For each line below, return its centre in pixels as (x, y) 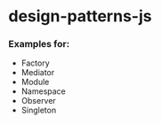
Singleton (39, 110)
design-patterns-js (80, 16)
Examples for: (39, 44)
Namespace (43, 91)
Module (35, 82)
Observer (39, 101)
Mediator (38, 73)
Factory (35, 63)
